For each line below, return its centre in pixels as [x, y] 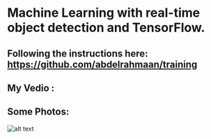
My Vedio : [31, 88]
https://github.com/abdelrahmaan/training [102, 64]
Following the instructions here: [78, 53]
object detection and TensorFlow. [106, 28]
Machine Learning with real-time [104, 13]
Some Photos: [38, 112]
